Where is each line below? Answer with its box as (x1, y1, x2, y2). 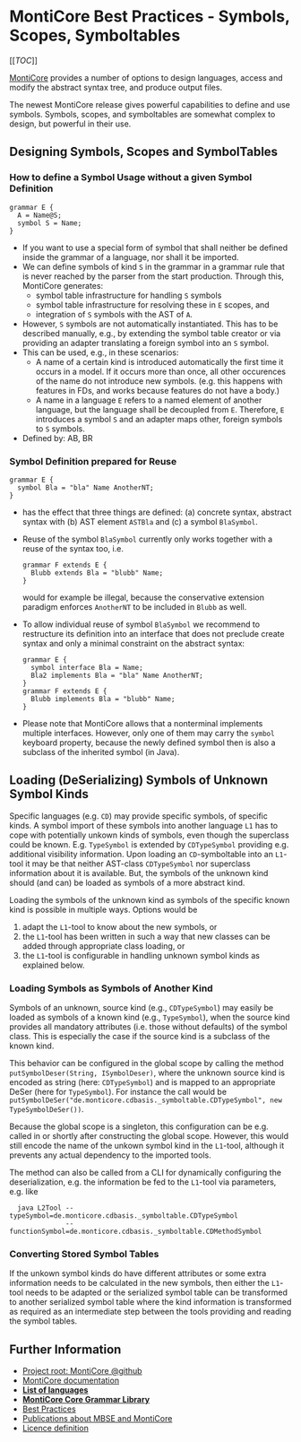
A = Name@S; (17, 211, 63, 220)
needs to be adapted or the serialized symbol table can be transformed (25, 1287, 288, 1298)
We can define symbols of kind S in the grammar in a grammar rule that (21, 261, 285, 272)
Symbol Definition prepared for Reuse (9, 455, 177, 467)
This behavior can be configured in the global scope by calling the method (9, 1058, 284, 1069)
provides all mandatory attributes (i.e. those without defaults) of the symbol (9, 1021, 288, 1032)
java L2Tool (17, 1203, 63, 1212)
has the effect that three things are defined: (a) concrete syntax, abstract (21, 507, 292, 517)
